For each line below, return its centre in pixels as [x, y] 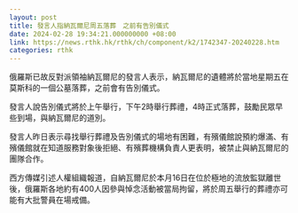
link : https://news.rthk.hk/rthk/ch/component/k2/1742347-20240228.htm [144, 42]
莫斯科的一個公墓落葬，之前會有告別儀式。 [87, 88]
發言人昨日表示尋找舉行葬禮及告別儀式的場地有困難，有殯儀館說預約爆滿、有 [149, 137]
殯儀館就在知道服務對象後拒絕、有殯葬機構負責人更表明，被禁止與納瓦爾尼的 [149, 148]
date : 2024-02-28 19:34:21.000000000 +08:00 [93, 34]
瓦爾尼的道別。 [83, 118]
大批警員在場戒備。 [59, 200]
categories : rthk [41, 51]
